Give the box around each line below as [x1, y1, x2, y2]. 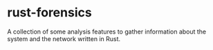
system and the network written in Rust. [7, 34, 121, 42]
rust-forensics [7, 5, 92, 21]
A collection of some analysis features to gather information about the [7, 27, 207, 36]
